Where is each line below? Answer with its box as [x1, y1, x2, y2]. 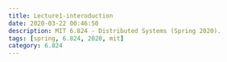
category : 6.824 [8, 42, 63, 50]
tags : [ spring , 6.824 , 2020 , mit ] [8, 34, 125, 43]
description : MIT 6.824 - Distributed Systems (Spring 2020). [8, 27, 221, 35]
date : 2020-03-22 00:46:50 [8, 19, 99, 27]
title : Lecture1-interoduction [8, 11, 113, 20]
